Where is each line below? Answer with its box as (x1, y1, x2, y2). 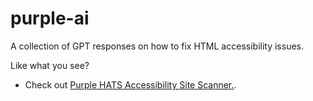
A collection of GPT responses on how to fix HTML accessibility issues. (10, 40, 304, 52)
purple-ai (10, 7, 90, 30)
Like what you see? (10, 59, 90, 71)
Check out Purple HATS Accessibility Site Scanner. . (24, 78, 237, 91)
